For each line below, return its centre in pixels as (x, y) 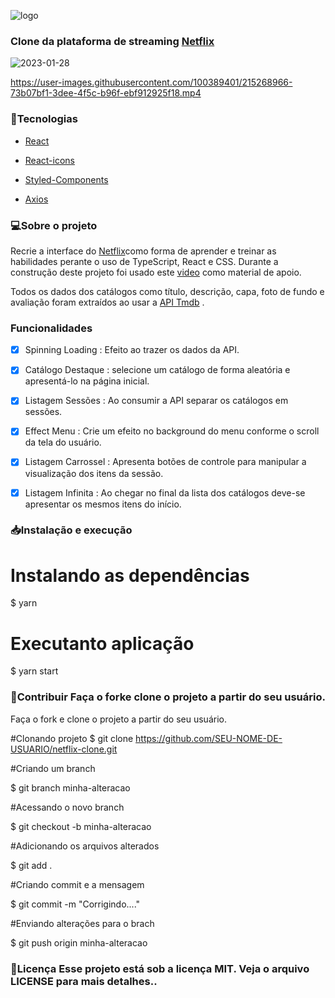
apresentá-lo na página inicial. (87, 381)
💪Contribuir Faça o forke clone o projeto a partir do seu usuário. (168, 697)
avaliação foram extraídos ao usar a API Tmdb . (107, 302)
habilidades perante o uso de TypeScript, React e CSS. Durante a (144, 261)
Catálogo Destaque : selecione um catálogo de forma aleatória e (157, 370)
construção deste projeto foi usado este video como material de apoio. (156, 272)
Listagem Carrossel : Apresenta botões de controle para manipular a (165, 462)
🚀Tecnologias (44, 119)
